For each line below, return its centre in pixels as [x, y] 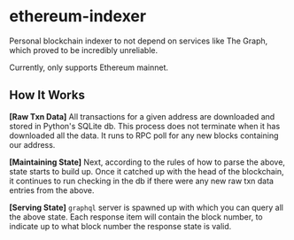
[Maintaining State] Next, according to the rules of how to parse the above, [147, 162]
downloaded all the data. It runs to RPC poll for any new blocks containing [144, 135]
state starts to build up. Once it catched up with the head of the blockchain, [147, 171]
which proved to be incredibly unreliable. [83, 50]
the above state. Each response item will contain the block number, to [136, 217]
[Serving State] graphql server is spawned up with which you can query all [146, 207]
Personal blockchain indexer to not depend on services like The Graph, [139, 41]
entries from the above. [52, 190]
